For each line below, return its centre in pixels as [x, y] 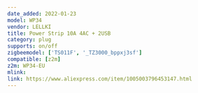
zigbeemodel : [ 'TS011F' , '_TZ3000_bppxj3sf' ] [75, 53]
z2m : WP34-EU [26, 66]
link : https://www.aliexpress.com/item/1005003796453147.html [100, 79]
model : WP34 [24, 20]
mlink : [17, 72]
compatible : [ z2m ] [34, 59]
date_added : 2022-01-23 [42, 14]
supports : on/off [33, 46]
